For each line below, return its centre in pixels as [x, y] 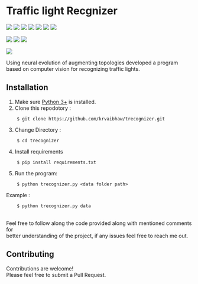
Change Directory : [38, 130]
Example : [18, 195]
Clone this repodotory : [43, 108]
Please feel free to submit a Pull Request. [56, 275]
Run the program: [36, 173]
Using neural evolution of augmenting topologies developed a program [92, 63]
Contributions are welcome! [40, 268]
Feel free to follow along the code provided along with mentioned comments [99, 223]
